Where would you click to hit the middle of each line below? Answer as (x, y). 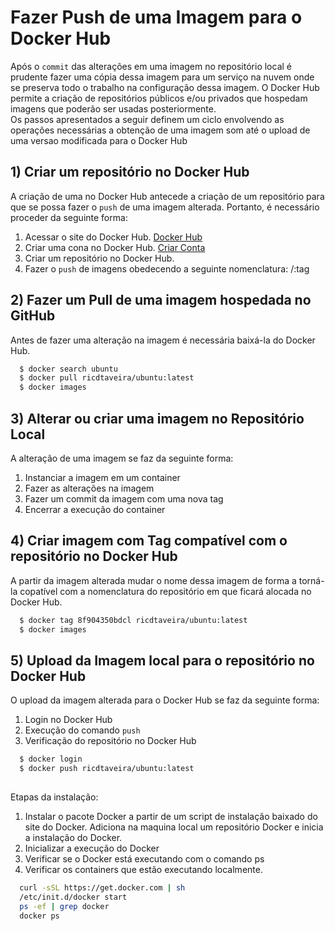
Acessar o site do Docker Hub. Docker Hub (113, 237)
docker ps (39, 916)
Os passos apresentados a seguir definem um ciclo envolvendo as (147, 119)
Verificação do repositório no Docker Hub (110, 741)
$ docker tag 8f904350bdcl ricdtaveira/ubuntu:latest (133, 620)
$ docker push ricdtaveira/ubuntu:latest (107, 769)
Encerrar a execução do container (95, 509)
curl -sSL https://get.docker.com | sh (102, 888)
